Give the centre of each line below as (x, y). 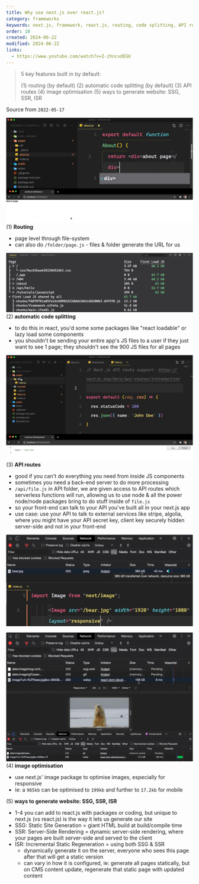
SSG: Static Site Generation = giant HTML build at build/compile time (98, 825)
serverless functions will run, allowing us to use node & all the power (98, 495)
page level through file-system (52, 238)
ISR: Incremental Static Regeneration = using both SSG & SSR (89, 844)
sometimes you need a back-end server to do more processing (92, 482)
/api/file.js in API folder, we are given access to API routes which (97, 488)
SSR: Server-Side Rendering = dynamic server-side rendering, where (99, 832)
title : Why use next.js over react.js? (55, 12)
